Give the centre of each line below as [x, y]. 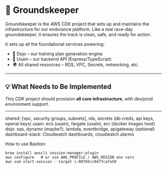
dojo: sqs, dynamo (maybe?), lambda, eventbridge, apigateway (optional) [80, 129]
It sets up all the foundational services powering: [55, 44]
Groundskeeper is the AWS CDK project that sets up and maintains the [77, 24]
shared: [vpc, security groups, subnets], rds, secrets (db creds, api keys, [80, 118]
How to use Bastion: [26, 144]
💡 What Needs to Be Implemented [58, 87]
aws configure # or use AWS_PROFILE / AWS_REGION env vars [70, 157]
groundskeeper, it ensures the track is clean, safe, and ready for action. [78, 34]
